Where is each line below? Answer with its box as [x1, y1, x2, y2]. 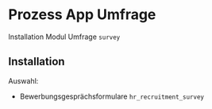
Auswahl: [8, 76, 39, 85]
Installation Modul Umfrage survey [8, 32, 121, 41]
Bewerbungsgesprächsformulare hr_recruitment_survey [19, 91, 205, 101]
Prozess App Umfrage [8, 6, 156, 24]
